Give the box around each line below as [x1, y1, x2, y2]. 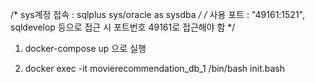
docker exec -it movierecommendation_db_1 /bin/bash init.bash [24, 63, 285, 74]
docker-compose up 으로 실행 [24, 43, 147, 54]
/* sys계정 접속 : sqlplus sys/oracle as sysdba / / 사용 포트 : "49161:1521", [10, 9, 306, 20]
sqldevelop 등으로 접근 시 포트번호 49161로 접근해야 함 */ [10, 21, 236, 33]
